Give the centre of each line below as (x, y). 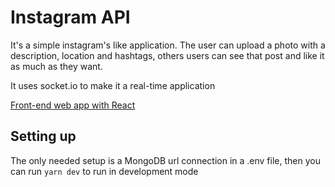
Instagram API (70, 17)
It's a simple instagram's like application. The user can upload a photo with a (168, 45)
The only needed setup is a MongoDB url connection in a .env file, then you (165, 160)
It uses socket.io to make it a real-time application (113, 85)
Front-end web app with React (73, 105)
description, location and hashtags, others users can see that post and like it (167, 55)
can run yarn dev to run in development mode (104, 171)
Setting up (43, 136)
